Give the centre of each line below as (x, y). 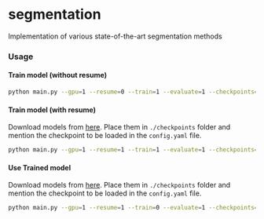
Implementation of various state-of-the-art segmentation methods (115, 36)
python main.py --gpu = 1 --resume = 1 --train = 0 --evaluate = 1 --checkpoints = (133, 208)
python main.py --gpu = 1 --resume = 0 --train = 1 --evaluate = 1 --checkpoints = (133, 92)
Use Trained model (40, 167)
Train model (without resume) (58, 75)
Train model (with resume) (52, 109)
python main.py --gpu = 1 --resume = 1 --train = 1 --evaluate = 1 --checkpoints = (133, 150)
